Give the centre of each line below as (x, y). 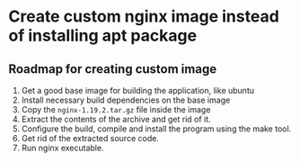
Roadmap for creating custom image (113, 69)
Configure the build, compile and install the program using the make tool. (156, 129)
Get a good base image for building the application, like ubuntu (138, 90)
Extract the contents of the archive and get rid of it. (116, 119)
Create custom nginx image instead (144, 17)
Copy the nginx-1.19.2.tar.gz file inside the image (116, 109)
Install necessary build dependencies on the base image (126, 100)
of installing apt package (103, 36)
